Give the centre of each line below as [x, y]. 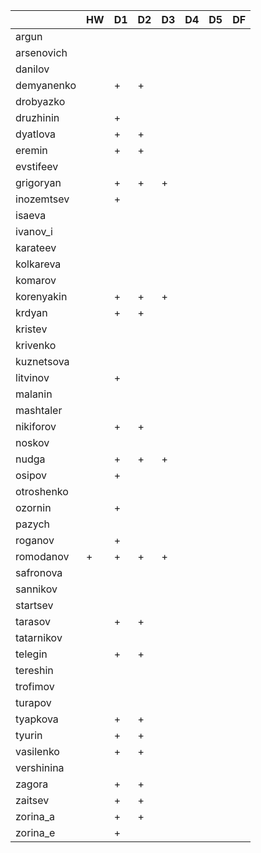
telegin [31, 654]
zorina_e [35, 832]
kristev [31, 329]
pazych [33, 524]
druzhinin [37, 117]
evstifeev [37, 166]
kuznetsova [42, 361]
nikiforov [36, 426]
